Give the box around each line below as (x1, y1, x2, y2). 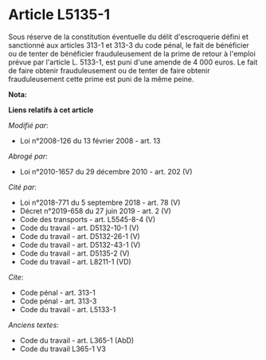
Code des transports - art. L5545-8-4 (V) (19, 214, 156, 224)
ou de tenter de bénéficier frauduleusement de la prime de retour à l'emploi (8, 49, 256, 58)
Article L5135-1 (8, 6, 111, 24)
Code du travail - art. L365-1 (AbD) (19, 335, 135, 345)
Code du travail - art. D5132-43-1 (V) (19, 240, 141, 249)
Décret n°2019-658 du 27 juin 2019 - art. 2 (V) (19, 205, 171, 216)
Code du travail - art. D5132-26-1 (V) (19, 231, 141, 241)
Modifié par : (8, 120, 49, 130)
